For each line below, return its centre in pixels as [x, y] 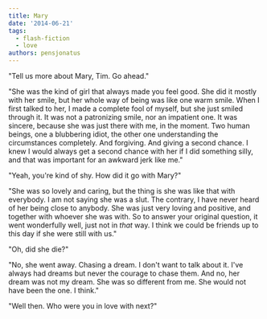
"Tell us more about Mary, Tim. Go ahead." [79, 76]
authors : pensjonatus [45, 53]
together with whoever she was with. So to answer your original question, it [133, 217]
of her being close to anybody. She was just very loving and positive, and [129, 208]
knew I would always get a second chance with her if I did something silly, [131, 151]
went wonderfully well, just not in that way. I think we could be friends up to [133, 225]
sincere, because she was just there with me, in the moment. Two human [129, 126]
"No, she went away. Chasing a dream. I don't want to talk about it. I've [126, 265]
